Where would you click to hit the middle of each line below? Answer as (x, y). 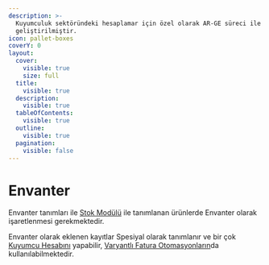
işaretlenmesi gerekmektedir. (56, 222)
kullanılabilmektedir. (41, 254)
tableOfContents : (45, 114)
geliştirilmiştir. (47, 31)
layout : (21, 53)
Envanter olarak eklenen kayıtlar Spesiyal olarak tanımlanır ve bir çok (122, 237)
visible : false (48, 151)
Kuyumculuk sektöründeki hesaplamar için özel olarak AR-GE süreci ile (139, 23)
